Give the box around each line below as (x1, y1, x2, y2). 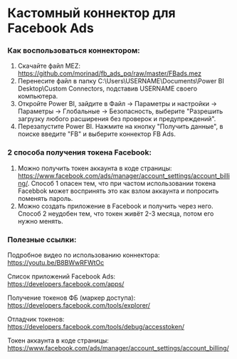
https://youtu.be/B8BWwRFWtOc (7, 259, 105, 267)
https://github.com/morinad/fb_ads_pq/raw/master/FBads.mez (17, 69, 201, 78)
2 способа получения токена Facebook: (7, 147, 152, 157)
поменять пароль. (17, 194, 73, 202)
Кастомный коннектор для (7, 5, 176, 21)
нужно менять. (17, 217, 64, 225)
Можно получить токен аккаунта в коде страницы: (17, 164, 172, 172)
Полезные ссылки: (7, 234, 77, 244)
